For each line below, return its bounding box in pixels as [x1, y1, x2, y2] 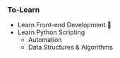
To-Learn [7, 5, 40, 15]
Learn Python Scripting [17, 28, 85, 36]
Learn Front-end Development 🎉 [17, 21, 112, 29]
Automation [28, 36, 62, 44]
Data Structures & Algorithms [28, 43, 113, 52]
